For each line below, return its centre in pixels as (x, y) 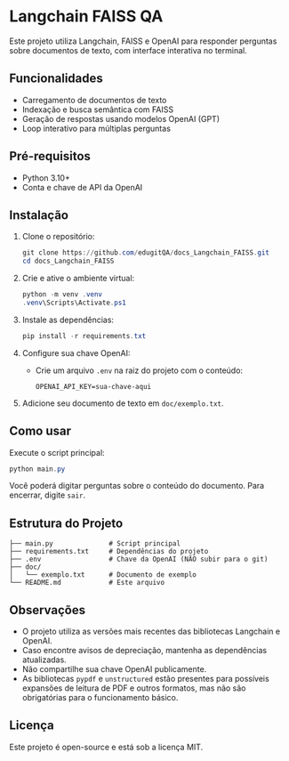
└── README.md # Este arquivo (87, 583)
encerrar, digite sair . (48, 495)
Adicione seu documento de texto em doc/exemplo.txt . (123, 403)
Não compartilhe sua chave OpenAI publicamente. (114, 669)
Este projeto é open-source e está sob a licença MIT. (106, 747)
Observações (48, 610)
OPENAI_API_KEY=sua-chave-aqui (93, 386)
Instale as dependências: (68, 320)
